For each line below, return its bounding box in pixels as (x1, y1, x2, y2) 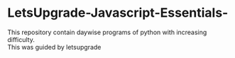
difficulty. (7, 35, 35, 43)
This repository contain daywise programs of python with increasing (7, 28, 207, 36)
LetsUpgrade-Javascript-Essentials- (7, 5, 229, 21)
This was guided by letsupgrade (7, 43, 102, 51)
